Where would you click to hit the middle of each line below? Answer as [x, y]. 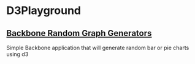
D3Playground [44, 11]
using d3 [17, 54]
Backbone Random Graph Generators [79, 33]
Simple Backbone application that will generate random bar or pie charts [98, 48]
